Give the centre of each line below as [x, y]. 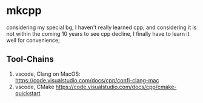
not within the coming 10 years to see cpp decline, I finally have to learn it [98, 33]
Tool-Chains [30, 59]
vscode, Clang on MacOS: [48, 74]
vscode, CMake [35, 87]
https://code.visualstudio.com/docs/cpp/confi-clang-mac [87, 80]
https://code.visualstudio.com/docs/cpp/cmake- [116, 87]
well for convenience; [33, 40]
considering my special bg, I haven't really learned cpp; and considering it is [101, 27]
